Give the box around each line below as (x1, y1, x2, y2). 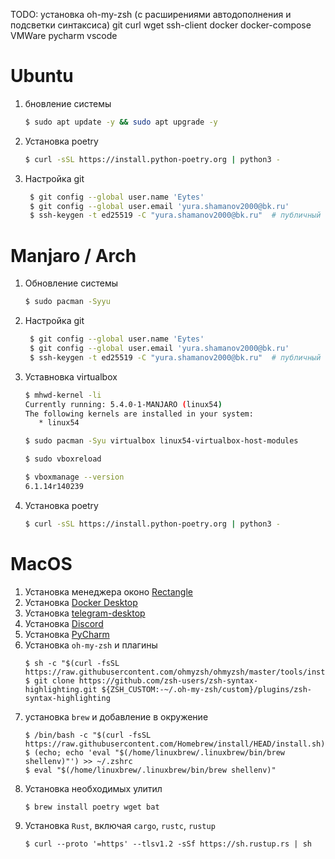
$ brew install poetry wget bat (24, 802, 160, 812)
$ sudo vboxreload (24, 454, 102, 464)
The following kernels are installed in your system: (24, 409, 254, 419)
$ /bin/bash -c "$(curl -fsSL (24, 730, 152, 740)
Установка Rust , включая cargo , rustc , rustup (24, 819, 216, 831)
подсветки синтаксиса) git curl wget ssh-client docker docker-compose (10, 19, 312, 31)
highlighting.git (24, 684, 98, 694)
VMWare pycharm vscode (10, 30, 118, 41)
